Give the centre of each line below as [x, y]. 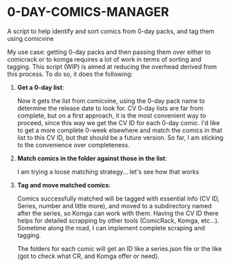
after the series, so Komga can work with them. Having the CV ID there [118, 213]
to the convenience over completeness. [73, 145]
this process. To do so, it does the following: [70, 74]
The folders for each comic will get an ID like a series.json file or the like [119, 248]
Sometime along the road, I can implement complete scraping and [111, 228]
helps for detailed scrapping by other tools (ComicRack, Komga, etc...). [118, 220]
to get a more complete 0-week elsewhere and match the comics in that [119, 130]
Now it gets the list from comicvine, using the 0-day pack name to [111, 100]
